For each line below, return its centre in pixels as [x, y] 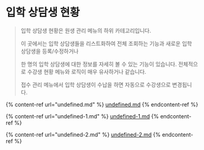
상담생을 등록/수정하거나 [49, 51]
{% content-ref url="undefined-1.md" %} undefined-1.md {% [82, 116]
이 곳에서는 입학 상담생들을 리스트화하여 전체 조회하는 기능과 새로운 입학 [106, 43]
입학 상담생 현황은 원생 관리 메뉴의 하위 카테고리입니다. [86, 30]
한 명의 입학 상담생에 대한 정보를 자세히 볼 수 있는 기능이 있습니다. [99, 64]
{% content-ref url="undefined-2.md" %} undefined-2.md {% [83, 134]
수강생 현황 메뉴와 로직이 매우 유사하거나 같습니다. [87, 71]
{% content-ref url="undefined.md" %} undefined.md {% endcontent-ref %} [102, 104]
